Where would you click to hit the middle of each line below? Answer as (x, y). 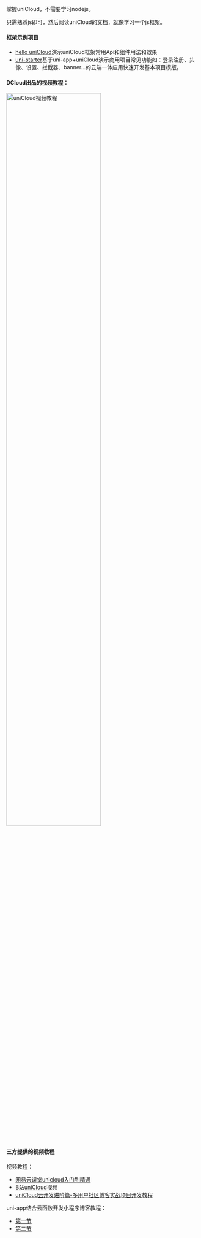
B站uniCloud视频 (36, 1187)
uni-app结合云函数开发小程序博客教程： (57, 1208)
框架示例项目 (22, 37)
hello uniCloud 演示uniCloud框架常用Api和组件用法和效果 (86, 52)
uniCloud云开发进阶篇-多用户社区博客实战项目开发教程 (84, 1194)
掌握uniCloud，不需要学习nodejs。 (50, 9)
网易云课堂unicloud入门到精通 (53, 1179)
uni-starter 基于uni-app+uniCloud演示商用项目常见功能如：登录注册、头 (105, 60)
